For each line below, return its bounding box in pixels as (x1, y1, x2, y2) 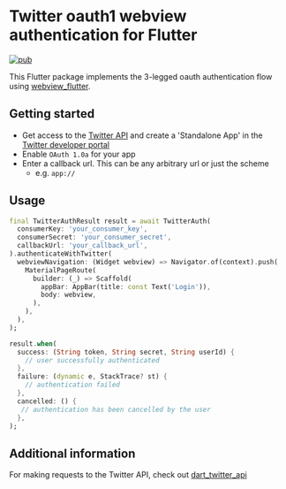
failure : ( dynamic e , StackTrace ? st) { (17, 372, 168, 381)
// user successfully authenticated (25, 355, 161, 364)
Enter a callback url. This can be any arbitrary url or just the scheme (21, 157, 269, 169)
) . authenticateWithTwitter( (9, 249, 113, 258)
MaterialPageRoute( (25, 265, 97, 275)
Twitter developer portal (21, 139, 110, 149)
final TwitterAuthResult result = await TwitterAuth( (9, 217, 212, 225)
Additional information (9, 446, 136, 461)
